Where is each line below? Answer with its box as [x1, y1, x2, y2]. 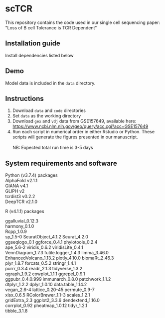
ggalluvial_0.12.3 [5, 218, 39, 224]
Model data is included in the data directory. [5, 80, 96, 86]
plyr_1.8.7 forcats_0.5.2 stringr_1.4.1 [5, 260, 76, 266]
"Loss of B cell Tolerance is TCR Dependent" [5, 24, 97, 30]
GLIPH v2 [5, 188, 25, 194]
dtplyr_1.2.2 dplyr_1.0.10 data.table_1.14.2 [5, 282, 87, 288]
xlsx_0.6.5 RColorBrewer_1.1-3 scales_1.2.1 [5, 292, 90, 298]
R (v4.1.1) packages [5, 209, 44, 214]
